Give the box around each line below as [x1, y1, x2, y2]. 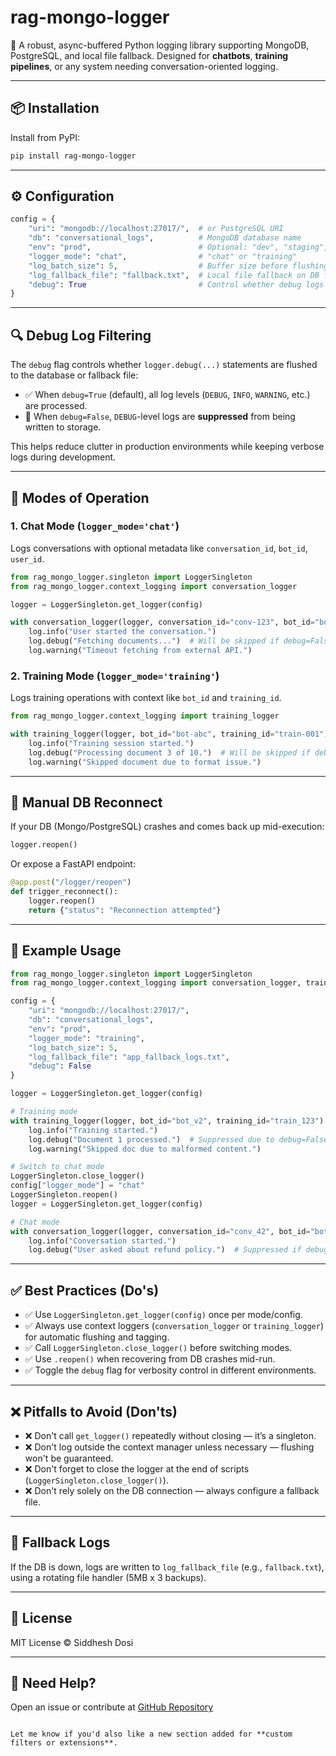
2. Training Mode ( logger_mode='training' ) [10, 669, 220, 683]
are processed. [24, 400, 88, 412]
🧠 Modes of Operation [10, 489, 150, 506]
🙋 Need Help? [10, 1675, 97, 1691]
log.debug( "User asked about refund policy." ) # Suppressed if [28, 1245, 302, 1255]
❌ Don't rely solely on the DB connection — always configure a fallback [24, 1484, 320, 1496]
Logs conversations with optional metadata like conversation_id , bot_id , [10, 542, 308, 554]
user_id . [10, 552, 45, 565]
